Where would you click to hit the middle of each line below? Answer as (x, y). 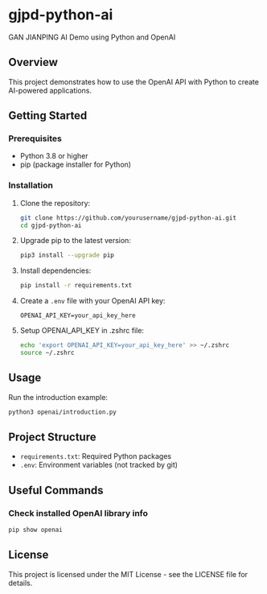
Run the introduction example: (58, 397)
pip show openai (35, 530)
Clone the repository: (55, 203)
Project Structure (52, 437)
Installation (31, 185)
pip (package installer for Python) (75, 165)
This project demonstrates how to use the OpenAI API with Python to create (134, 81)
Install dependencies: (55, 270)
